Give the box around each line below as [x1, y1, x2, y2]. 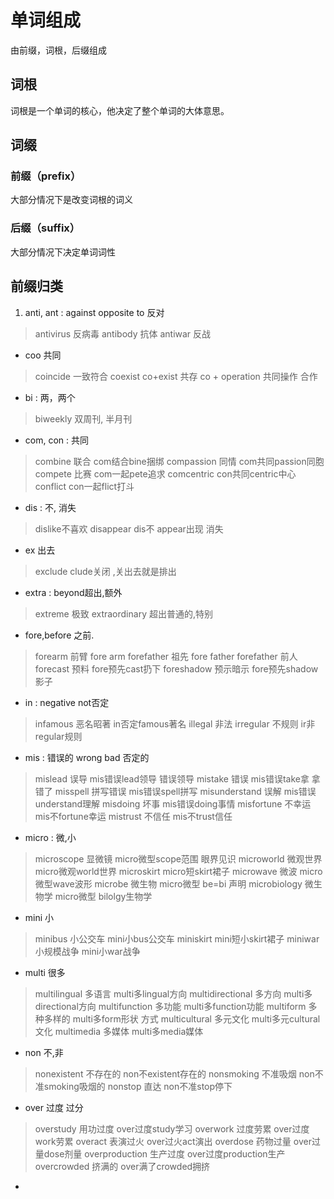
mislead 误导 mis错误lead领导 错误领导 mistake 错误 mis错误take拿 [34, 772, 310, 785]
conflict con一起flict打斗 [34, 480, 135, 492]
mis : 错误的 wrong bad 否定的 [24, 751, 150, 763]
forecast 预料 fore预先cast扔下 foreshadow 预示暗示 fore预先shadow [34, 662, 319, 675]
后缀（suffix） [10, 221, 81, 235]
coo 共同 [24, 349, 62, 361]
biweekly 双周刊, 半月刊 [34, 412, 133, 425]
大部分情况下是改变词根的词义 [10, 194, 133, 206]
